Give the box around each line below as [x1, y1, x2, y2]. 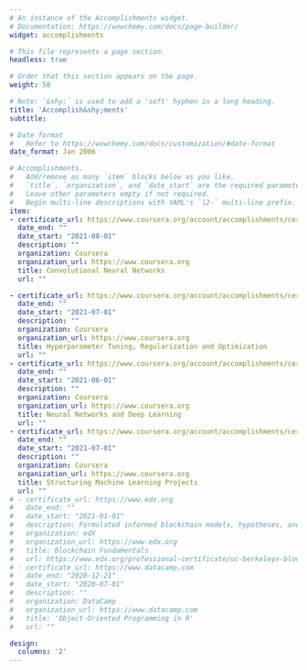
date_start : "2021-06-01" [17, 376, 117, 385]
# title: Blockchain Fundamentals [9, 546, 149, 555]
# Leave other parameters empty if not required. [9, 189, 210, 198]
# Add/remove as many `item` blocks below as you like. [9, 173, 235, 182]
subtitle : [9, 113, 48, 123]
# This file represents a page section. [9, 47, 166, 56]
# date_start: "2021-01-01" [9, 512, 125, 521]
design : [9, 639, 39, 648]
